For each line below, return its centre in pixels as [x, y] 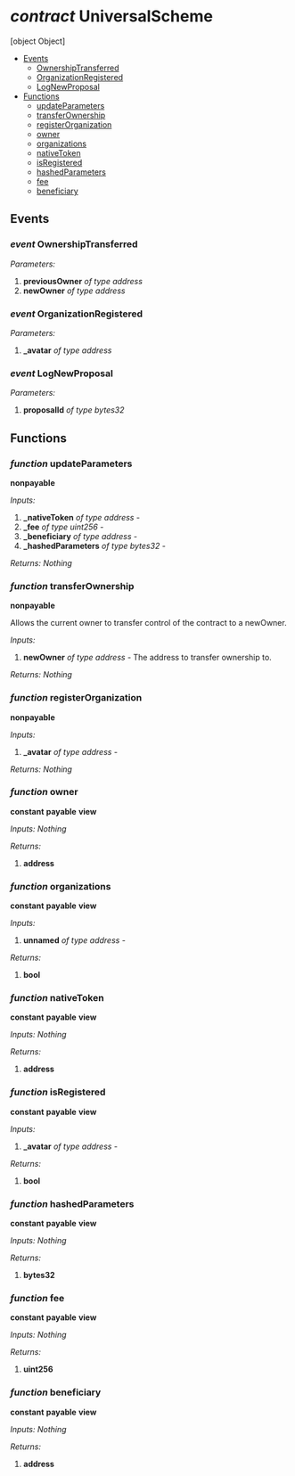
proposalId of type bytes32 [74, 410]
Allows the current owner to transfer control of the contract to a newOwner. [149, 623]
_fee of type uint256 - [63, 527]
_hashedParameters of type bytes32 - [94, 545]
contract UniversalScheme [111, 16]
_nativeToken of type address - [82, 517]
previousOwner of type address [83, 281]
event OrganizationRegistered [77, 314]
